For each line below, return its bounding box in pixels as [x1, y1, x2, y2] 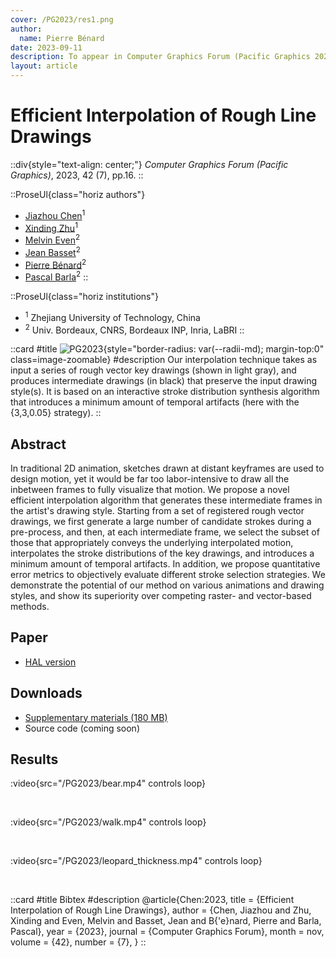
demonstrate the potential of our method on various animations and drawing [10, 579, 325, 591]
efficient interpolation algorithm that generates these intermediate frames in [10, 494, 323, 506]
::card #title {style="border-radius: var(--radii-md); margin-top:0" [10, 343, 325, 355]
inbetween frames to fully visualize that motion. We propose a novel [10, 484, 290, 495]
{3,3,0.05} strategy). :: [10, 407, 102, 419]
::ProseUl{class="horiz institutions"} [10, 290, 159, 302]
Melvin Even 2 [24, 232, 81, 246]
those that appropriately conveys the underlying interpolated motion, [10, 537, 294, 548]
